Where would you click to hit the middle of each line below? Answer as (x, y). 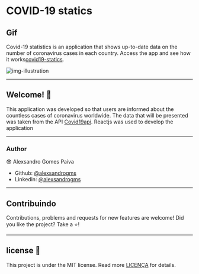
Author (17, 149)
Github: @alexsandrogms (46, 173)
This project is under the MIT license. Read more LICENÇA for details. (91, 265)
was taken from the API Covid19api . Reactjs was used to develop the (90, 122)
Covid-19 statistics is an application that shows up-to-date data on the (92, 47)
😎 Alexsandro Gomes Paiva (40, 162)
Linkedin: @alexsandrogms (48, 180)
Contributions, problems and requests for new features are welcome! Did (95, 217)
